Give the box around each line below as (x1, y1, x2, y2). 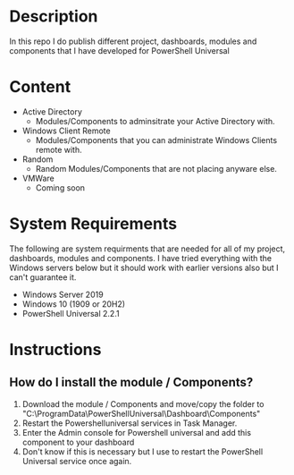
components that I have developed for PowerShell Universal (9, 45, 230, 55)
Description (9, 6, 98, 27)
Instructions (9, 340, 102, 360)
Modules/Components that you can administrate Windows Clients (35, 134, 278, 145)
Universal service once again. (21, 455, 132, 466)
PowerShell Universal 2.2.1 (21, 308, 120, 318)
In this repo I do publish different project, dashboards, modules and (9, 36, 257, 47)
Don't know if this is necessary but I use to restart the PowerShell (21, 445, 264, 457)
